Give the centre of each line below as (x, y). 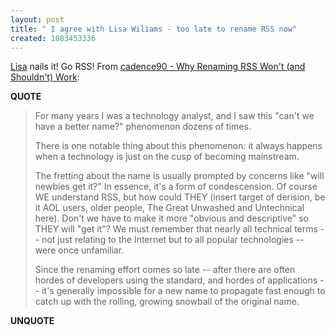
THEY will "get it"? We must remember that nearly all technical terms (176, 229)
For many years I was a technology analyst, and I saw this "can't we (174, 116)
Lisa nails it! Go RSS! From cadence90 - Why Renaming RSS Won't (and (158, 67)
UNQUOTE (32, 321)
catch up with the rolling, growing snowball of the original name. (167, 302)
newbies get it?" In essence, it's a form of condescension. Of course (176, 187)
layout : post (37, 19)
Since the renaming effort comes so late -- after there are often (165, 270)
